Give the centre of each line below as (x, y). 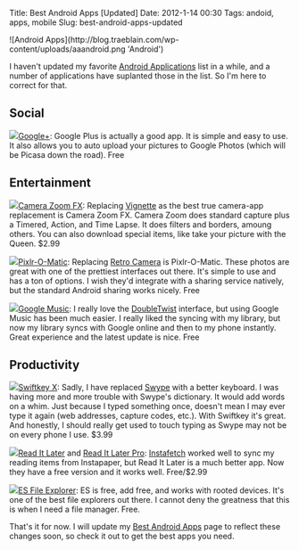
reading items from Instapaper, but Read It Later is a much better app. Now (147, 463)
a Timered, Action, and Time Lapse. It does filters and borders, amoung (141, 224)
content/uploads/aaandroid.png (68, 49)
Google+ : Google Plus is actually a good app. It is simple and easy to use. (153, 135)
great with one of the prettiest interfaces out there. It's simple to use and (143, 271)
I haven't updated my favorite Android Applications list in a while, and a (140, 66)
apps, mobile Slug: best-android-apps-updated (96, 22)
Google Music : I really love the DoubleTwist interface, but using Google (149, 308)
